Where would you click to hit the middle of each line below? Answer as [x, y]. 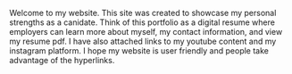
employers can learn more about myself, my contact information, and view [146, 32]
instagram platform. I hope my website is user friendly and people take [139, 51]
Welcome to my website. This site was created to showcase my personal [143, 13]
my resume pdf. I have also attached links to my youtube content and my [143, 41]
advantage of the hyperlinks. [62, 60]
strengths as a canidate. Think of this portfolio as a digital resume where [142, 22]
